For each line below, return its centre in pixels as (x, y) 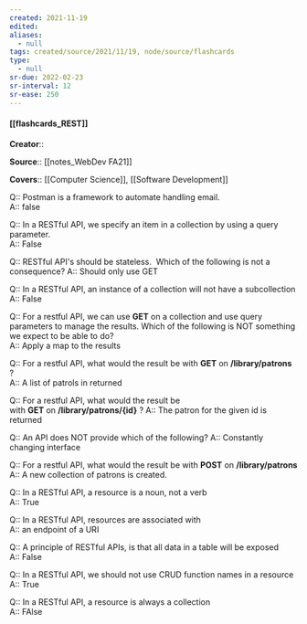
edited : (24, 26)
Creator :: (26, 143)
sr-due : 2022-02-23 (47, 78)
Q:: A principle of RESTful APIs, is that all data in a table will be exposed (144, 547)
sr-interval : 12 (40, 86)
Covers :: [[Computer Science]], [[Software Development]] (119, 179)
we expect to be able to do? (62, 335)
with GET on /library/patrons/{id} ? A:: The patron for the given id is (138, 410)
